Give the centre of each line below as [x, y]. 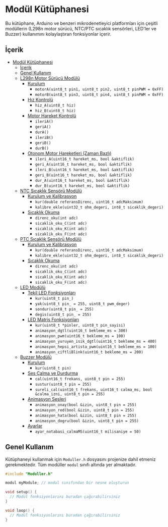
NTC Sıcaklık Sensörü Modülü [51, 191]
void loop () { [20, 510]
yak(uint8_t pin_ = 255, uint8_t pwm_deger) [82, 304]
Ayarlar [35, 426]
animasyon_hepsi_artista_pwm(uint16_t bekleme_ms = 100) [96, 347]
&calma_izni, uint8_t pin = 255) [70, 394]
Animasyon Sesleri [47, 399]
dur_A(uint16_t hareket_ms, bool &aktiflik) [82, 180]
